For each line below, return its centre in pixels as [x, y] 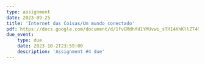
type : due [30, 40]
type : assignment [28, 12]
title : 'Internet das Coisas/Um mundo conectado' [71, 23]
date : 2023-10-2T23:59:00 [50, 46]
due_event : [20, 35]
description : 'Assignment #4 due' [61, 52]
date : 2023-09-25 [28, 18]
